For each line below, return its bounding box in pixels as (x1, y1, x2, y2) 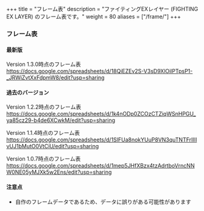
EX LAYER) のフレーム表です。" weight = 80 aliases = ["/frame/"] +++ (6, 13, 181, 20)
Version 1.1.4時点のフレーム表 (6, 129, 80, 137)
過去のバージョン (6, 88, 49, 96)
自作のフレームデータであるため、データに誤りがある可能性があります (15, 198, 192, 206)
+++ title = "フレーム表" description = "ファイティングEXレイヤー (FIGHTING (6, 5, 199, 12)
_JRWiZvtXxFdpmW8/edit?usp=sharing (6, 74, 105, 81)
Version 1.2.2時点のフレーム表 (6, 103, 82, 111)
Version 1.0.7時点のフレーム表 (6, 155, 81, 163)
